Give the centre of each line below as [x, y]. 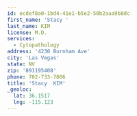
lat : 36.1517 [32, 96]
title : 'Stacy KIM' [37, 83]
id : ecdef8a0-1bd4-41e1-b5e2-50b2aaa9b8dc [68, 13]
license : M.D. [27, 32]
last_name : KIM [29, 26]
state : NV [21, 64]
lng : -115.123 [33, 102]
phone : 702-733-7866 [37, 77]
